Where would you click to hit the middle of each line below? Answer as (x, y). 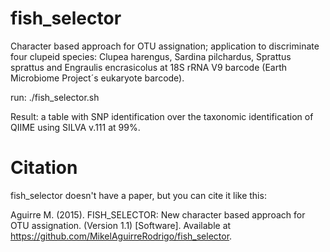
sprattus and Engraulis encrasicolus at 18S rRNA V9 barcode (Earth (149, 67)
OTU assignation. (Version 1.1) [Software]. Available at (121, 225)
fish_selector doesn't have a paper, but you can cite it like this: (138, 195)
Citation (44, 168)
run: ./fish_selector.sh (55, 97)
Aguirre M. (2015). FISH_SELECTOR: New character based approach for (158, 214)
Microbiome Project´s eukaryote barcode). (97, 78)
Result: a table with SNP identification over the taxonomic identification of (162, 116)
